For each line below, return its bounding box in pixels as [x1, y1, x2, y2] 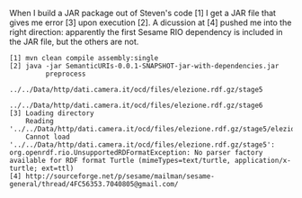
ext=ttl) [41, 164, 75, 173]
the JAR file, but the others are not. [9, 36, 139, 47]
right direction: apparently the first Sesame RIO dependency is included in [9, 27, 283, 37]
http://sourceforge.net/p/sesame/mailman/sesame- [25, 172, 216, 181]
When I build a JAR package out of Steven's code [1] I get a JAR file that [9, 8, 277, 18]
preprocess [45, 69, 87, 78]
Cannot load [25, 132, 70, 141]
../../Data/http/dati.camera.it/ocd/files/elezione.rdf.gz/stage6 [9, 101, 263, 110]
